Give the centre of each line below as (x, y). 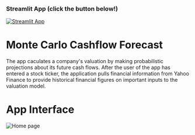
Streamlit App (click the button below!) (62, 9)
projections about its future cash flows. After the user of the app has (88, 67)
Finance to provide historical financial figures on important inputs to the (92, 80)
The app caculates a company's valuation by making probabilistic (85, 61)
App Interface (40, 110)
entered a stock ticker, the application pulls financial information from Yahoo (98, 74)
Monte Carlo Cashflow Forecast (85, 45)
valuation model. (26, 86)
